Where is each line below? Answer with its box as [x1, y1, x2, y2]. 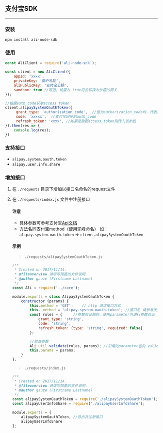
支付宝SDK [5, 4, 38, 13]
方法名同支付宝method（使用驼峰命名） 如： [19, 226, 108, 232]
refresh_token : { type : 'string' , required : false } [38, 325, 143, 331]
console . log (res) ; [14, 128, 51, 132]
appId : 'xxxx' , [14, 74, 45, 79]
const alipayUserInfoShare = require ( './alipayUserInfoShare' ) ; [12, 401, 145, 406]
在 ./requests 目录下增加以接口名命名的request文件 [12, 186, 115, 192]
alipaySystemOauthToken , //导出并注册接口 [21, 415, 103, 419]
